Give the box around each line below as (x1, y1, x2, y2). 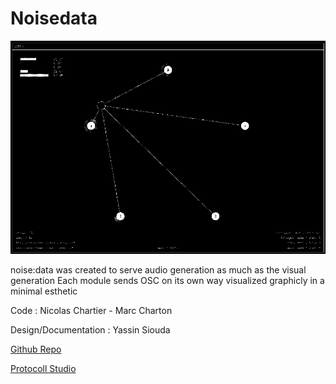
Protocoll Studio (10, 363, 77, 375)
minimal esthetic (10, 285, 78, 297)
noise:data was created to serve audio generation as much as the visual (10, 264, 307, 276)
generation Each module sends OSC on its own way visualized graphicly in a (10, 275, 325, 287)
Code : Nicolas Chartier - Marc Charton (10, 305, 173, 317)
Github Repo (10, 343, 62, 356)
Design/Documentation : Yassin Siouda (10, 324, 171, 336)
